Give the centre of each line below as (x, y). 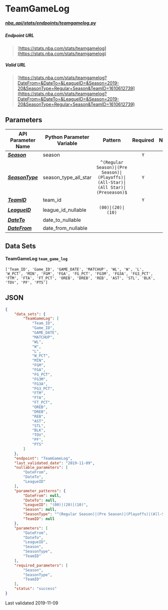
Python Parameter (67, 137)
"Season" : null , (40, 510)
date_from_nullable (65, 228)
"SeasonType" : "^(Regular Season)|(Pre (65, 514)
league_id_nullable (64, 210)
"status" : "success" (35, 589)
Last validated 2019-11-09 (32, 603)
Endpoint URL (19, 36)
